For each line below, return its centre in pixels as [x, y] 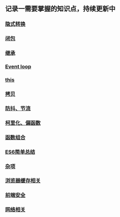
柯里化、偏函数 [23, 123]
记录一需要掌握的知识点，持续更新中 [60, 9]
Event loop [18, 67]
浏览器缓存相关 [23, 181]
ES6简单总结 [20, 152]
